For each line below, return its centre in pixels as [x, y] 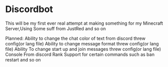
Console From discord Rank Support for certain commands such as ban [80, 54]
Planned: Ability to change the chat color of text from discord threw [75, 38]
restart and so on [23, 59]
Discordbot [29, 9]
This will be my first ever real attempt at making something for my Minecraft [84, 23]
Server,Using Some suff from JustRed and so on [56, 28]
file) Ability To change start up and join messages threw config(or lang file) [83, 49]
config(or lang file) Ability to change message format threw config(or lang [82, 43]
